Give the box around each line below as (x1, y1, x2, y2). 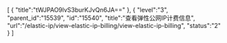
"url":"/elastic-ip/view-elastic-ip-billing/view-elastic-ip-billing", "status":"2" (7, 22, 221, 29)
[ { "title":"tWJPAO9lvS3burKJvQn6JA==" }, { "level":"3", (7, 6, 169, 14)
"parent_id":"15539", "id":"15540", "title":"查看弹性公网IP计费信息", (7, 14, 195, 22)
